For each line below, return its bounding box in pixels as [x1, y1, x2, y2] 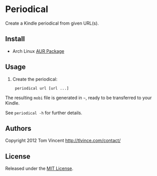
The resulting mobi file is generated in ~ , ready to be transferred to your [5, 95, 152, 101]
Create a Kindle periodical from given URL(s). [5, 20, 99, 26]
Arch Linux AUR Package [12, 48, 65, 54]
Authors [5, 124, 32, 133]
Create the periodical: [12, 76, 58, 82]
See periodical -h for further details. [5, 110, 83, 116]
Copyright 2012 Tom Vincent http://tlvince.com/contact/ [5, 137, 121, 144]
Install [5, 35, 25, 43]
